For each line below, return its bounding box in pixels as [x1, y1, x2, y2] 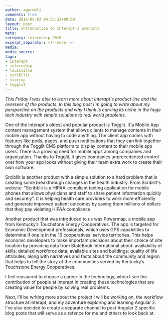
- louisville [5, 68, 33, 73]
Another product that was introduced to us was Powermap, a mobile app [5, 216, 155, 222]
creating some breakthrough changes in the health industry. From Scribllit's [5, 179, 161, 185]
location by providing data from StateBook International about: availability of [5, 242, 162, 249]
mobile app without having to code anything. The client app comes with [5, 132, 153, 138]
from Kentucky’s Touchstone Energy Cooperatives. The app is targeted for [5, 221, 159, 227]
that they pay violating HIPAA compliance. [5, 206, 92, 212]
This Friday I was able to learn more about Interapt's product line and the [5, 96, 157, 102]
